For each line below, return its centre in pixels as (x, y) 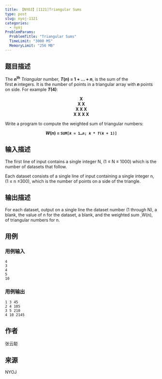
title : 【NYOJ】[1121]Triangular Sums (43, 9)
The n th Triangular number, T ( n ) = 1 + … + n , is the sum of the (67, 79)
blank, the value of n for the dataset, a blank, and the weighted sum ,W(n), (79, 215)
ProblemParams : (20, 32)
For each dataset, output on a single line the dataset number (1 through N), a (81, 209)
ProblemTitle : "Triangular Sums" (43, 37)
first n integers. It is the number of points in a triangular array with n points (79, 84)
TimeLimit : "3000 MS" (31, 41)
